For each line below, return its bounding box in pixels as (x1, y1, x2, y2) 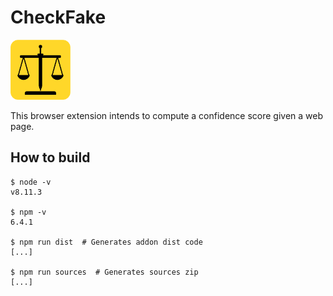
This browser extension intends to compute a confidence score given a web (10, 109, 324, 121)
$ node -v (10, 177, 52, 187)
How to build (10, 149, 91, 166)
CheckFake (10, 6, 107, 29)
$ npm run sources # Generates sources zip (10, 267, 199, 277)
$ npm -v (10, 207, 47, 217)
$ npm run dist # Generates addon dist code (10, 237, 203, 247)
